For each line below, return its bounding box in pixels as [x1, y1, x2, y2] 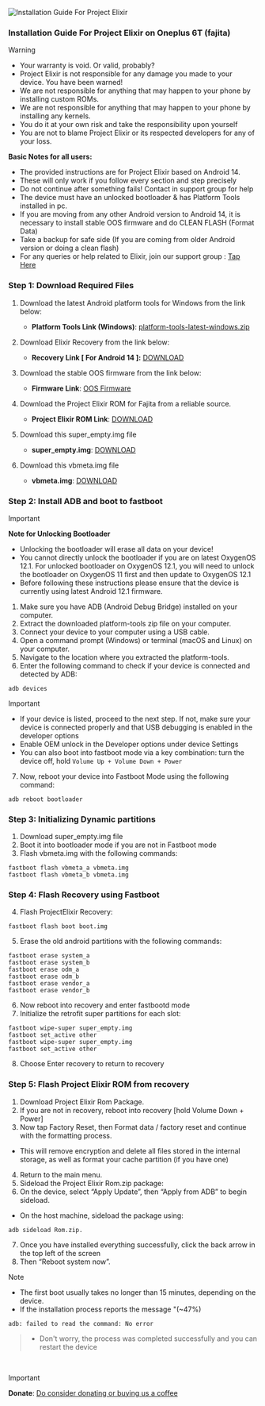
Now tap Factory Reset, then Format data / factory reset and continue [19, 1122, 247, 1131]
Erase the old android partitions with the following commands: [19, 937, 222, 946]
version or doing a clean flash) [19, 243, 119, 253]
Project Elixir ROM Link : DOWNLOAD [31, 414, 153, 424]
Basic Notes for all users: [8, 152, 93, 162]
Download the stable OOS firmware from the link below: [19, 368, 202, 377]
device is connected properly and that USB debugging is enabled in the [19, 722, 253, 732]
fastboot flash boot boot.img [8, 923, 108, 930]
